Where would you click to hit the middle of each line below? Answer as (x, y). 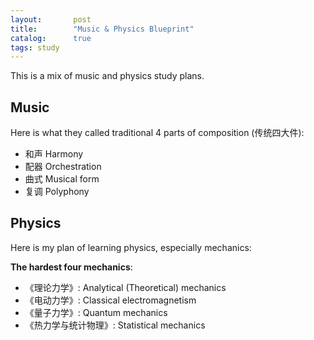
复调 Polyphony (57, 192)
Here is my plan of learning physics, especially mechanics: (131, 247)
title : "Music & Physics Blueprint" (102, 29)
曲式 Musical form (62, 179)
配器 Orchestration (63, 167)
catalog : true (51, 38)
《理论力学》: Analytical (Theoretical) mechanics (125, 287)
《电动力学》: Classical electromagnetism (110, 300)
